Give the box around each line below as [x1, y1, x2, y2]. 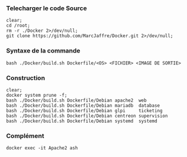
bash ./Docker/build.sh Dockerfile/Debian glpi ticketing [6, 107, 163, 113]
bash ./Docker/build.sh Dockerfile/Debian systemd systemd [6, 118, 158, 124]
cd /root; [6, 22, 31, 29]
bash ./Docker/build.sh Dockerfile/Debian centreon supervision [6, 113, 168, 119]
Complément [6, 132, 44, 140]
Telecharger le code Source [6, 4, 87, 12]
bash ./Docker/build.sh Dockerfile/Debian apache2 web [6, 97, 147, 103]
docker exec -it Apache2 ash [6, 145, 78, 151]
